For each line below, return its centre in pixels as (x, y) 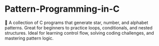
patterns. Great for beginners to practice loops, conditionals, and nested (79, 27)
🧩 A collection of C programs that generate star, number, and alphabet (77, 23)
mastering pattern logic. (29, 38)
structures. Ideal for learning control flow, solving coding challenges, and (79, 33)
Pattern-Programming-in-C (62, 9)
